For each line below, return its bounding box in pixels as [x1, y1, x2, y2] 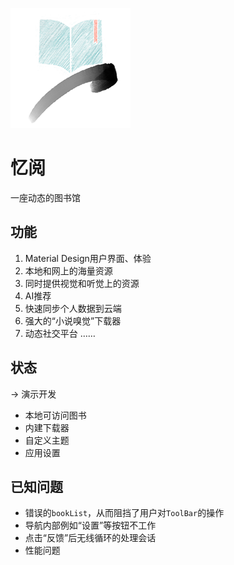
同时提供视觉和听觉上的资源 [24, 277, 140, 289]
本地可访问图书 [24, 409, 87, 421]
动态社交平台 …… [24, 327, 96, 339]
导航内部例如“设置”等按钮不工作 [24, 519, 157, 532]
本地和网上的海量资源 [24, 264, 113, 277]
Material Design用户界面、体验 [24, 252, 152, 264]
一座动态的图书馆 [10, 191, 81, 203]
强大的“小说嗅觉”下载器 [24, 314, 122, 327]
